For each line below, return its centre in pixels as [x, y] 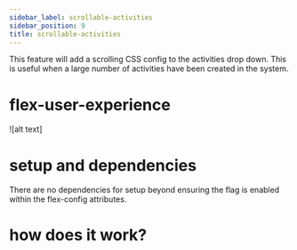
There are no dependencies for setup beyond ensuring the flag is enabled [144, 190]
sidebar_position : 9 [48, 26]
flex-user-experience [90, 105]
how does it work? [78, 235]
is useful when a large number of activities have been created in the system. [149, 69]
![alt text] [26, 129]
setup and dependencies [103, 165]
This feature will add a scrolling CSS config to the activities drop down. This [148, 60]
